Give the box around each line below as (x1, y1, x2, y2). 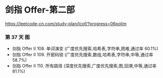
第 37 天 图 (5, 33, 30, 40)
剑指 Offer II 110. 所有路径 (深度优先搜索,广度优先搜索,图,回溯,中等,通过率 (12, 63, 157, 69)
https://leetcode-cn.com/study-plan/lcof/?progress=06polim (5, 20, 127, 27)
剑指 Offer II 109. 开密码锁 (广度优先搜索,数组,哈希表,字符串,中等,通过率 (12, 52, 153, 58)
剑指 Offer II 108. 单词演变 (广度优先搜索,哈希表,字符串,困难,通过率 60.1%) (12, 46, 159, 51)
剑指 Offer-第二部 (5, 4, 75, 16)
